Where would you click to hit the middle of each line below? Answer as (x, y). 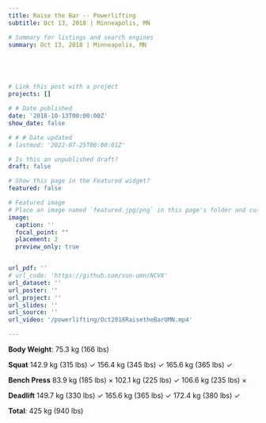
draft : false (30, 167)
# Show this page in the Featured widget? (79, 181)
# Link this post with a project (63, 87)
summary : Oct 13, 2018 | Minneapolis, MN (78, 44)
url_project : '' (35, 298)
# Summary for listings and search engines (81, 37)
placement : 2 (37, 240)
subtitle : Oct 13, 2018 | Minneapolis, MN (79, 23)
